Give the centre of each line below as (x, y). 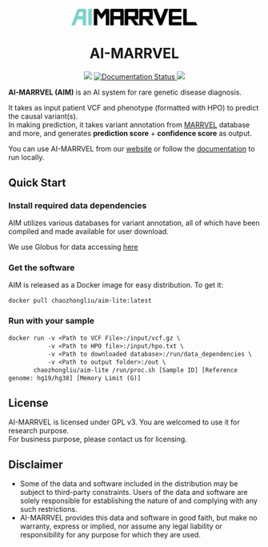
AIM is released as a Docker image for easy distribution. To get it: (116, 285)
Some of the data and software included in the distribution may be (129, 484)
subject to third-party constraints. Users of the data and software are (134, 493)
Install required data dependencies (78, 205)
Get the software (42, 267)
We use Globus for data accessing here (73, 247)
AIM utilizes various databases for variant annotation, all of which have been (134, 223)
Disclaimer (36, 464)
